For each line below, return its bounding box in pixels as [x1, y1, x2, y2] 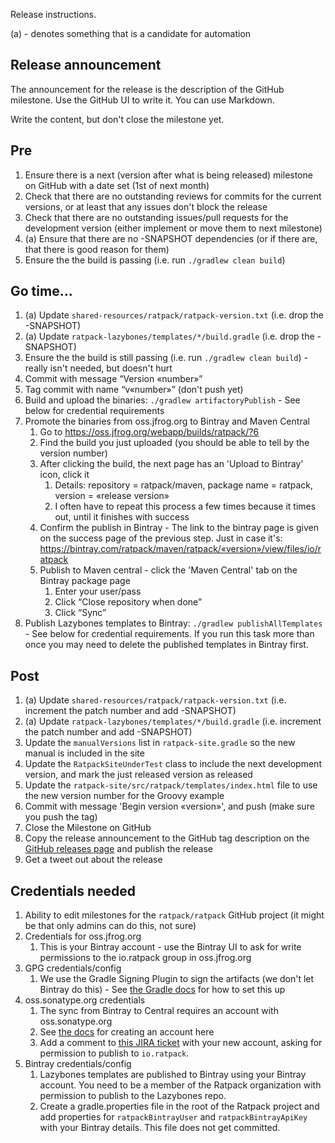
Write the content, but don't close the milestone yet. [10, 113, 225, 125]
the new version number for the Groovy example [24, 790, 225, 802]
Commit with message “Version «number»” [24, 373, 203, 385]
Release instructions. [10, 9, 97, 20]
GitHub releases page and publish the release [24, 843, 214, 855]
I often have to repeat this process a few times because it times [54, 500, 317, 513]
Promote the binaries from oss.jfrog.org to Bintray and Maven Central [24, 415, 310, 428]
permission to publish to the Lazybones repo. [39, 1090, 227, 1102]
